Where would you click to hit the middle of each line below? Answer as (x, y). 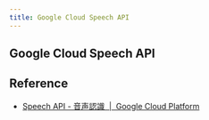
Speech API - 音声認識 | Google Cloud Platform (111, 106)
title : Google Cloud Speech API (69, 17)
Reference (39, 84)
